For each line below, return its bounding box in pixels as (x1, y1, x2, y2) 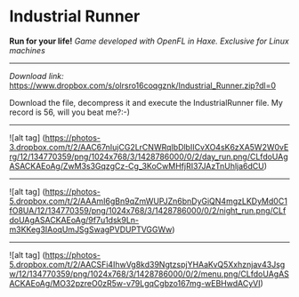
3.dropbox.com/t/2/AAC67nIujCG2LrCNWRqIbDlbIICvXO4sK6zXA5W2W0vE (9, 141, 289, 152)
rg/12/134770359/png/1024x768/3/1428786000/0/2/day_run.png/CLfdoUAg (9, 151, 288, 162)
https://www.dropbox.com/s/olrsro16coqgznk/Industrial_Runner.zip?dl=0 (9, 80, 277, 91)
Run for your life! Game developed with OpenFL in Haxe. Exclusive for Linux (9, 36, 289, 46)
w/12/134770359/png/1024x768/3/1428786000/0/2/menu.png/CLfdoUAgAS (9, 269, 289, 279)
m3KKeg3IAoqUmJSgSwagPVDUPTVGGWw (9, 224, 173, 235)
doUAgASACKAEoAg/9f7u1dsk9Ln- (9, 214, 140, 225)
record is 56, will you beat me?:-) (9, 107, 131, 117)
